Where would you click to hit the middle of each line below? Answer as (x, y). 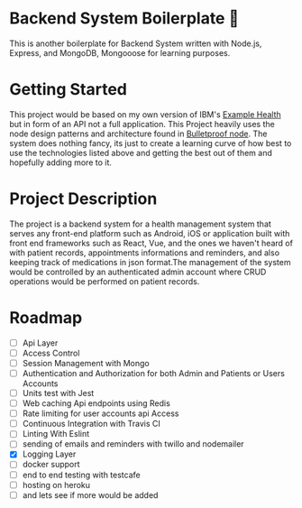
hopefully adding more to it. (61, 162)
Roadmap (46, 318)
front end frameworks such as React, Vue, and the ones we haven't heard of (151, 243)
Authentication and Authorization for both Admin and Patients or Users (154, 373)
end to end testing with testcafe (82, 475)
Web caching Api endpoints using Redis (96, 403)
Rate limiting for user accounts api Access (101, 413)
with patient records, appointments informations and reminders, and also (145, 253)
